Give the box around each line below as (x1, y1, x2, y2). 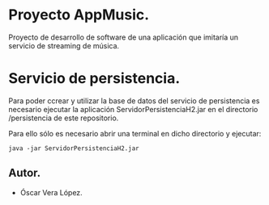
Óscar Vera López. (19, 187, 83, 197)
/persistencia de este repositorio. (8, 113, 119, 123)
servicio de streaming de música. (8, 40, 120, 50)
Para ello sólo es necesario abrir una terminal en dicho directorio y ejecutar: (8, 128, 262, 138)
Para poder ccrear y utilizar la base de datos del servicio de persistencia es (8, 95, 260, 106)
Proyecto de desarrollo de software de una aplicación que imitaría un (8, 32, 239, 42)
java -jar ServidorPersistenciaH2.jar (8, 144, 139, 153)
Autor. (8, 166, 41, 180)
